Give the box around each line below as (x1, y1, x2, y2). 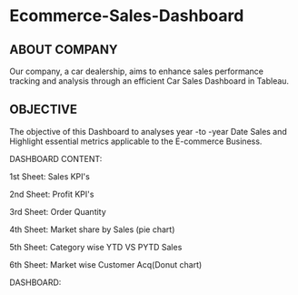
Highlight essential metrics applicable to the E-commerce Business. (9, 136, 263, 147)
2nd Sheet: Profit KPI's (9, 188, 94, 199)
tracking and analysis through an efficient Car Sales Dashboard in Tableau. (9, 76, 289, 86)
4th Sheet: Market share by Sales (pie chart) (9, 224, 175, 235)
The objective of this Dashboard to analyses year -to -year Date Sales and (9, 126, 288, 137)
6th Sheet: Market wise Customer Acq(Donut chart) (9, 259, 203, 270)
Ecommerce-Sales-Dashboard (9, 5, 244, 26)
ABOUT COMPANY (9, 42, 118, 57)
